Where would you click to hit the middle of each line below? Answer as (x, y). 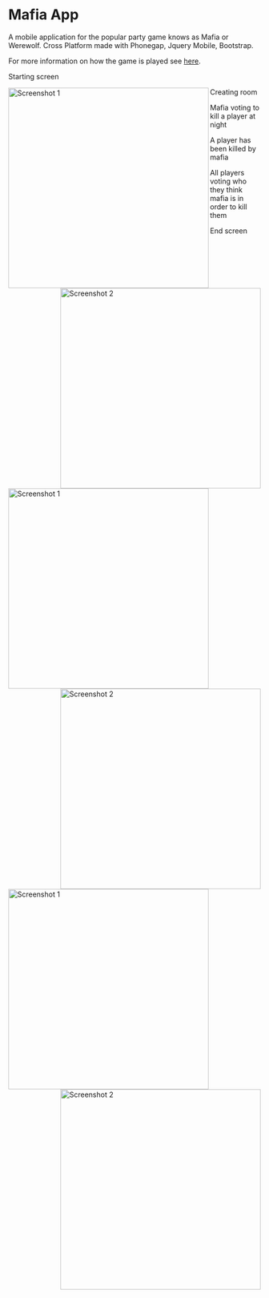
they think (226, 189)
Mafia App (44, 15)
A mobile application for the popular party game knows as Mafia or (118, 37)
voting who (228, 181)
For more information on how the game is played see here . (105, 61)
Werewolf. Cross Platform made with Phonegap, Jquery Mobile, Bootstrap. (131, 45)
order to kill (229, 207)
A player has (231, 140)
